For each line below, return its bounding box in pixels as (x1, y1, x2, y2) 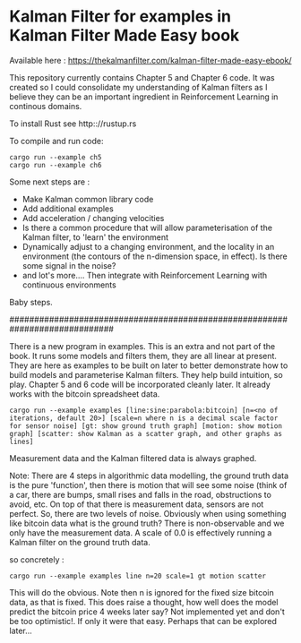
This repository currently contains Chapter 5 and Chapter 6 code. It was (9, 72, 275, 82)
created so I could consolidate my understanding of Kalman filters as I (9, 81, 268, 92)
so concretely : (9, 553, 64, 565)
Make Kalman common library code (21, 193, 154, 204)
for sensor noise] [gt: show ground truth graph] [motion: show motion (9, 421, 282, 431)
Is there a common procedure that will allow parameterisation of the (21, 222, 273, 233)
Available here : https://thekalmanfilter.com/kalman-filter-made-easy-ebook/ (9, 55, 292, 65)
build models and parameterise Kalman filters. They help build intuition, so (9, 369, 284, 380)
